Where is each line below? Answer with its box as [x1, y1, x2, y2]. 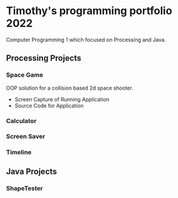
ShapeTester [6, 184, 43, 192]
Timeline [6, 148, 32, 157]
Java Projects [6, 166, 58, 176]
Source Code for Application [14, 102, 84, 109]
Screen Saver [6, 133, 45, 141]
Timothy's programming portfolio [6, 4, 172, 18]
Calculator [6, 117, 37, 125]
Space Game [6, 71, 43, 79]
